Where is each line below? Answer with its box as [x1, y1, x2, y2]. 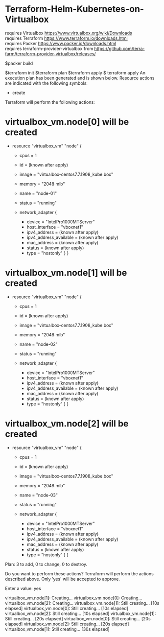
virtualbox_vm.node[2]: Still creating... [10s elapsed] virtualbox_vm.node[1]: [5, 611, 156, 616]
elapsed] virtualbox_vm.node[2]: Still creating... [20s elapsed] [5, 621, 129, 627]
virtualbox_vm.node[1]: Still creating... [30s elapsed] [5, 626, 110, 632]
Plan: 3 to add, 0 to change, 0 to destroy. [5, 561, 88, 567]
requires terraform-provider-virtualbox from [5, 46, 94, 51]
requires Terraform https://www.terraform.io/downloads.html [5, 35, 128, 41]
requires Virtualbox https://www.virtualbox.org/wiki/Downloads [5, 30, 132, 36]
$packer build [5, 60, 33, 66]
